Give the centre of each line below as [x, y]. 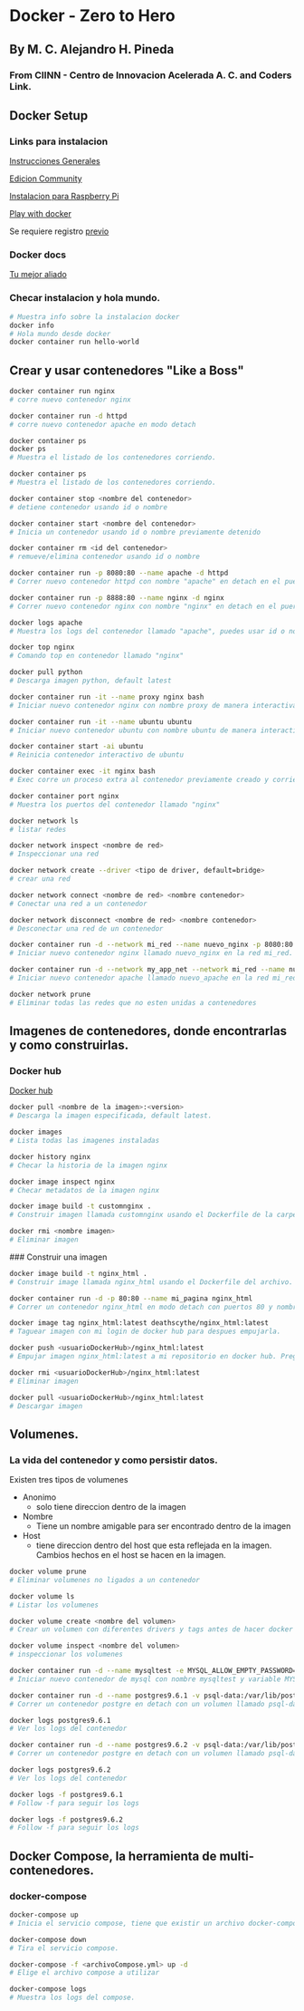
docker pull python [46, 672]
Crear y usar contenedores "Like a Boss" [127, 370]
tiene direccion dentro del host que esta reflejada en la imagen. [154, 1545]
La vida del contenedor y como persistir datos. [114, 1460]
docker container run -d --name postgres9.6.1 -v [105, 1696]
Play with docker [41, 214]
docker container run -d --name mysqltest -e [96, 1671]
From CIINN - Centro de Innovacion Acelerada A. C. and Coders [151, 75]
